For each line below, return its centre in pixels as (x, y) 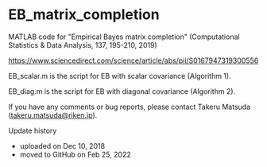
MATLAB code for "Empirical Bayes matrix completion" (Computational (124, 37)
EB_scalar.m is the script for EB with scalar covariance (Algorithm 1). (120, 76)
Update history (33, 130)
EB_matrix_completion (84, 15)
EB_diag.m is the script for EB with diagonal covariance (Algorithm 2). (122, 91)
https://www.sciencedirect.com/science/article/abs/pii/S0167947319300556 (133, 60)
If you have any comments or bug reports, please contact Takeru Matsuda (130, 107)
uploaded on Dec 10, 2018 (62, 146)
